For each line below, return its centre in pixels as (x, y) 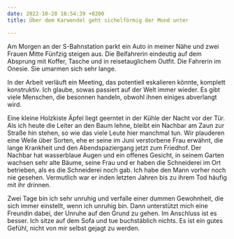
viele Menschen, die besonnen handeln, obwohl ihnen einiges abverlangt (112, 97)
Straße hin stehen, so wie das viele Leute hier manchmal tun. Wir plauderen (116, 133)
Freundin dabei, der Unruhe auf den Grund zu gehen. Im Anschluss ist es (112, 213)
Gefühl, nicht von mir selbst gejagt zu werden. (74, 228)
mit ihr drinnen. (29, 184)
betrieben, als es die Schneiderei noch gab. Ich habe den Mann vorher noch (117, 170)
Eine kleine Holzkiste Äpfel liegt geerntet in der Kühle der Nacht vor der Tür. (116, 118)
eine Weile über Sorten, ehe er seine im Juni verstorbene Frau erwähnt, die (115, 140)
